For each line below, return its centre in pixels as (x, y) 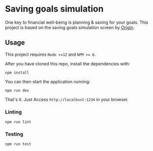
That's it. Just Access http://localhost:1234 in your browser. (67, 99)
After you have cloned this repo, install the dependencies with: (68, 63)
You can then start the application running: (48, 81)
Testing (14, 134)
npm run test (18, 144)
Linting (13, 112)
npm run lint (18, 122)
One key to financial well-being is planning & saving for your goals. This (76, 22)
